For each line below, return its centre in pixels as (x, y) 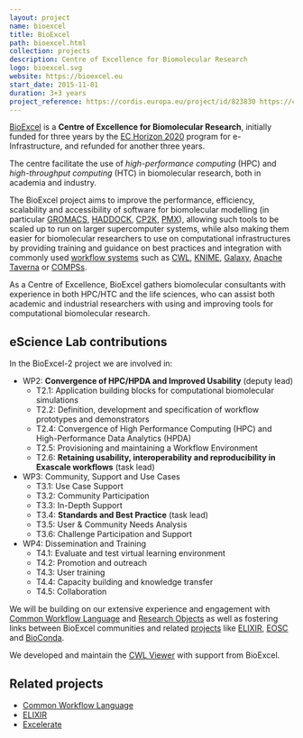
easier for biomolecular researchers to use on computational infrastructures (150, 239)
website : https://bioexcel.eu (66, 77)
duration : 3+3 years (48, 93)
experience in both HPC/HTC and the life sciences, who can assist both (142, 295)
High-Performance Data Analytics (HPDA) (114, 439)
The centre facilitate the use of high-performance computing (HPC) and (143, 164)
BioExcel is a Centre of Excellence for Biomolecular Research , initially (141, 127)
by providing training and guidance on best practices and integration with (146, 248)
